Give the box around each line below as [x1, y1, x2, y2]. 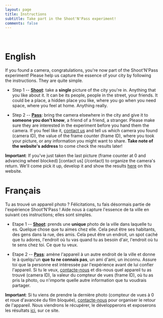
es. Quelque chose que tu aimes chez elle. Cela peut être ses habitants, [12, 226, 156, 232]
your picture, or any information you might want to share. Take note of [12, 138, 153, 144]
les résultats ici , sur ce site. [5, 308, 60, 314]
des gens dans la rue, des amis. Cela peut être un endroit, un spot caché [12, 232, 158, 238]
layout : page [5, 7, 32, 12]
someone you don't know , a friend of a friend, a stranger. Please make [12, 118, 155, 123]
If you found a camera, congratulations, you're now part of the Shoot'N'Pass [5, 67, 158, 73]
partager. [12, 282, 31, 288]
